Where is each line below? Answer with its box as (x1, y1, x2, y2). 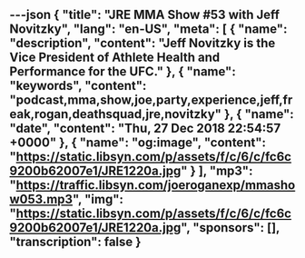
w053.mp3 (9, 192, 74, 207)
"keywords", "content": (9, 78, 147, 94)
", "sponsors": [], (180, 220, 280, 235)
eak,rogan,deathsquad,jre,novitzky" (9, 106, 222, 122)
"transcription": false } (9, 234, 142, 250)
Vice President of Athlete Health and (9, 50, 221, 65)
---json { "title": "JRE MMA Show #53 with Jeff (9, 7, 280, 23)
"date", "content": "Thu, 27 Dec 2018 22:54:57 (9, 121, 281, 136)
